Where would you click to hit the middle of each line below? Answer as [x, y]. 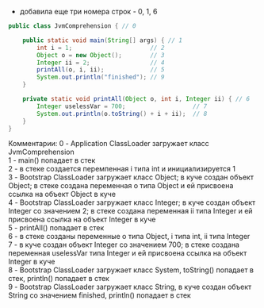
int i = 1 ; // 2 [101, 48]
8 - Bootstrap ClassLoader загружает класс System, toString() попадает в [131, 270]
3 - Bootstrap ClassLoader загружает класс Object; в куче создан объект [131, 177]
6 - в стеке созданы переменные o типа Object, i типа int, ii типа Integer [129, 237]
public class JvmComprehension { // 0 [72, 26]
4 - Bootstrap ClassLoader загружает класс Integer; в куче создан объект [132, 202]
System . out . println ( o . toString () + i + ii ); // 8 [122, 114]
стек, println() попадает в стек [59, 279]
